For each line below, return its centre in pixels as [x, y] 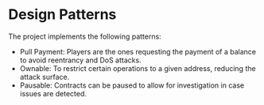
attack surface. [45, 77]
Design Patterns [62, 15]
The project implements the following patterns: [85, 36]
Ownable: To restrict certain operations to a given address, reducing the [138, 68]
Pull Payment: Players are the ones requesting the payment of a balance [138, 51]
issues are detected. [53, 93]
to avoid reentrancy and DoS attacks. [80, 60]
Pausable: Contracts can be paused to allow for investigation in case [132, 85]
